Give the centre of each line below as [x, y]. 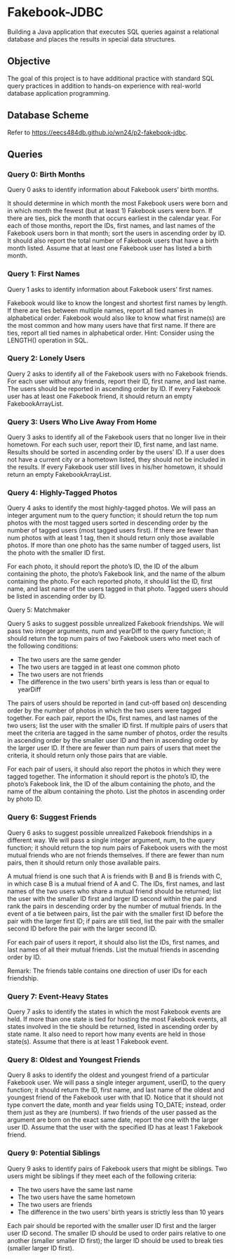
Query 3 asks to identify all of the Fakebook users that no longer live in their [117, 437]
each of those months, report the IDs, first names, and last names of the [112, 226]
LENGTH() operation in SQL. [48, 340]
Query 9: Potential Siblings [54, 1153]
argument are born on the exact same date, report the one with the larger [113, 1120]
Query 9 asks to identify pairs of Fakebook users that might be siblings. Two [117, 1168]
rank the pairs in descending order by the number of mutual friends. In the [115, 906]
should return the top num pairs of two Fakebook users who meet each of [114, 639]
